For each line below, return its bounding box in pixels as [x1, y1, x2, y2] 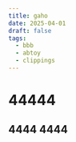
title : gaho [8, 11, 48, 20]
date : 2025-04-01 [8, 19, 66, 27]
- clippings [15, 57, 56, 65]
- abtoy [15, 49, 42, 57]
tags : [8, 34, 26, 43]
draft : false [8, 26, 52, 34]
